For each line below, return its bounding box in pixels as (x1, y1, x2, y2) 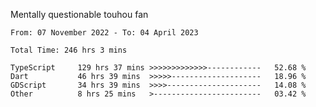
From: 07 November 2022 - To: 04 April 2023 (10, 28, 199, 38)
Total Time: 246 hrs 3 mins (10, 45, 128, 55)
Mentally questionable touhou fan (10, 9, 149, 20)
